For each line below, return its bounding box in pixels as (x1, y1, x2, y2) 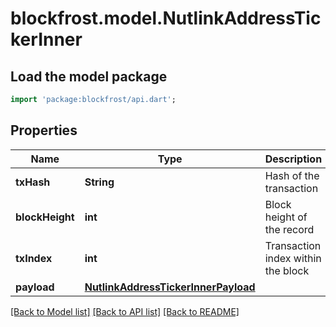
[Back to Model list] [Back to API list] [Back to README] (10, 305, 240, 317)
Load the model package (10, 68, 168, 85)
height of (264, 210, 308, 224)
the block (264, 263, 310, 277)
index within (264, 251, 322, 265)
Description (264, 152, 323, 166)
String (84, 175, 115, 189)
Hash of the (264, 168, 320, 182)
